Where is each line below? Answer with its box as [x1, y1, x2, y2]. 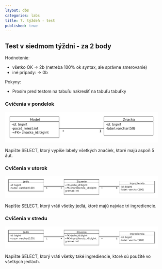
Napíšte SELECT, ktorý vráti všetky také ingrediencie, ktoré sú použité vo [5, 253, 151, 259]
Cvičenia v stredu [5, 215, 48, 222]
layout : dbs [5, 8, 29, 13]
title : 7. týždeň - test [5, 18, 55, 23]
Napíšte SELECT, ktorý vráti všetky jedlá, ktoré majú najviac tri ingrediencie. [5, 203, 157, 209]
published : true [5, 23, 38, 28]
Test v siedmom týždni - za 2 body [5, 42, 112, 50]
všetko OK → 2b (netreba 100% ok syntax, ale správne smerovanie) [12, 64, 147, 70]
